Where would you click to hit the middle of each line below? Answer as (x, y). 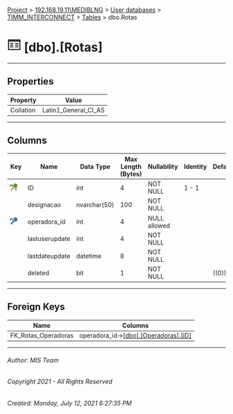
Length (131, 166)
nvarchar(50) (95, 204)
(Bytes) (131, 174)
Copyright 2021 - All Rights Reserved (60, 381)
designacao (44, 204)
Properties (31, 81)
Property (23, 100)
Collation (23, 110)
